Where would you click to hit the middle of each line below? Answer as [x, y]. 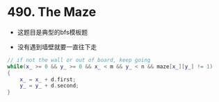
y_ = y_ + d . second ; [49, 86]
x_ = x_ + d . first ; [48, 79]
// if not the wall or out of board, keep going [79, 60]
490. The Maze [52, 12]
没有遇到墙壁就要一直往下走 [57, 46]
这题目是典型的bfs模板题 [52, 32]
